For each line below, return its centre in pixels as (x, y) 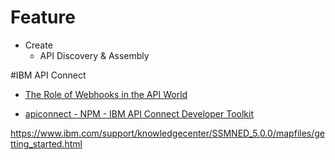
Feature (43, 17)
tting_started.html (46, 143)
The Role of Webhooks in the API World (106, 94)
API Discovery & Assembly (94, 55)
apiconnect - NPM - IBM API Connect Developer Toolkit (139, 113)
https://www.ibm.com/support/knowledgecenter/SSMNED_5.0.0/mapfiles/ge (168, 133)
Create (38, 45)
